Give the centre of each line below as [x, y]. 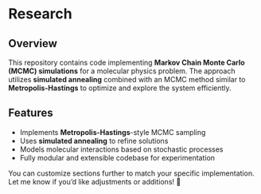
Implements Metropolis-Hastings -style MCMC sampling [113, 132]
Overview [33, 44]
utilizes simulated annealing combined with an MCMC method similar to [127, 79]
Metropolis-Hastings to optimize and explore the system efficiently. [120, 88]
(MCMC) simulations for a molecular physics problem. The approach [122, 71]
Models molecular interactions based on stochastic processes [121, 149]
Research [41, 14]
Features [31, 113]
